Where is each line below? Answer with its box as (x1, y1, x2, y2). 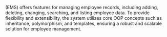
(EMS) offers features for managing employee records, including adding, (5, 5, 158, 10)
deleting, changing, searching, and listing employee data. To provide (5, 10, 150, 16)
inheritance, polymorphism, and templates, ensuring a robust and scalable (5, 20, 162, 26)
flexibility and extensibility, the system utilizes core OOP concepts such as (5, 15, 162, 21)
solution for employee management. (5, 26, 82, 32)
